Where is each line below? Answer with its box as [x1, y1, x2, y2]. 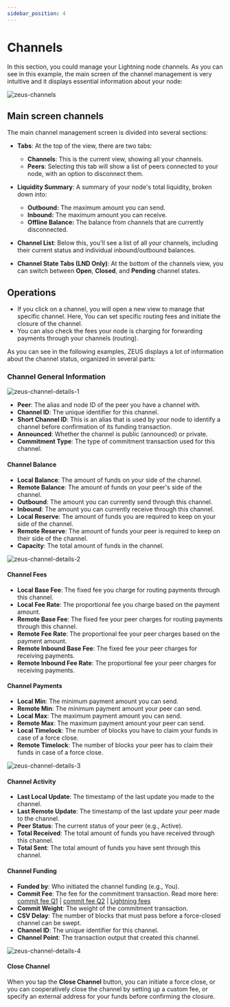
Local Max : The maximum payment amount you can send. [16, 712, 182, 720]
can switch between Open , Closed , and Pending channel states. [16, 267, 200, 275]
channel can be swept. [16, 918, 82, 927]
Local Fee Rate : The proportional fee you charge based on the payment [16, 600, 220, 608]
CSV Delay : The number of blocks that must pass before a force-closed [16, 911, 221, 920]
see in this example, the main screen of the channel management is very [7, 69, 212, 78]
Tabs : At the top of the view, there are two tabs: [16, 142, 152, 150]
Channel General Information [7, 372, 106, 381]
